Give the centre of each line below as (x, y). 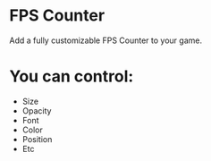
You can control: (72, 76)
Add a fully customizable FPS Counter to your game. (106, 40)
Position (37, 139)
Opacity (37, 110)
